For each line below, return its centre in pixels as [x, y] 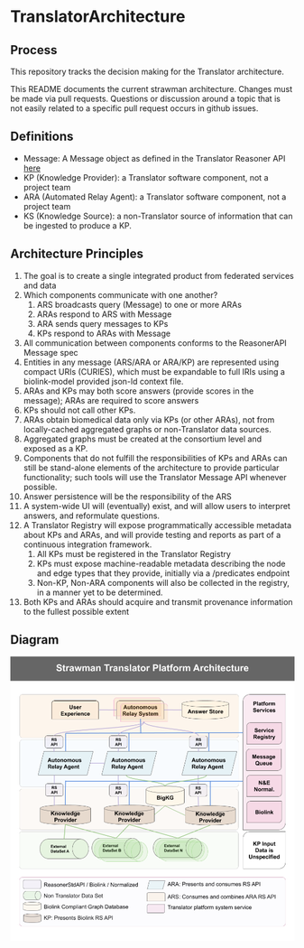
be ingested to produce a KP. [77, 225]
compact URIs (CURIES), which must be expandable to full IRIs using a [154, 371]
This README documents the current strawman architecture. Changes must [151, 89]
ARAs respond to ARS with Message [104, 314]
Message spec [51, 352]
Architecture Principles [77, 254]
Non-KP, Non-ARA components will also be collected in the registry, [163, 582]
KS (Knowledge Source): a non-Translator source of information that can [158, 216]
